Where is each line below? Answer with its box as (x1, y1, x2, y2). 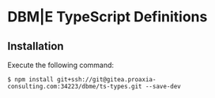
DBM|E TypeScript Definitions (7, 8, 208, 26)
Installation (7, 40, 64, 53)
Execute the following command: (7, 60, 115, 70)
